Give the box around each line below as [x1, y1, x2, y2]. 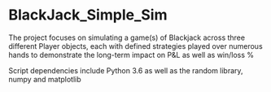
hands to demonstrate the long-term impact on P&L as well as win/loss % [8, 50, 255, 59]
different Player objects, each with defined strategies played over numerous [8, 41, 263, 50]
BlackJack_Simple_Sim [8, 6, 168, 24]
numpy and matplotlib [8, 74, 81, 84]
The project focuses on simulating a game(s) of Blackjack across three [8, 33, 246, 42]
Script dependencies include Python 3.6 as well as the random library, [8, 65, 243, 75]
